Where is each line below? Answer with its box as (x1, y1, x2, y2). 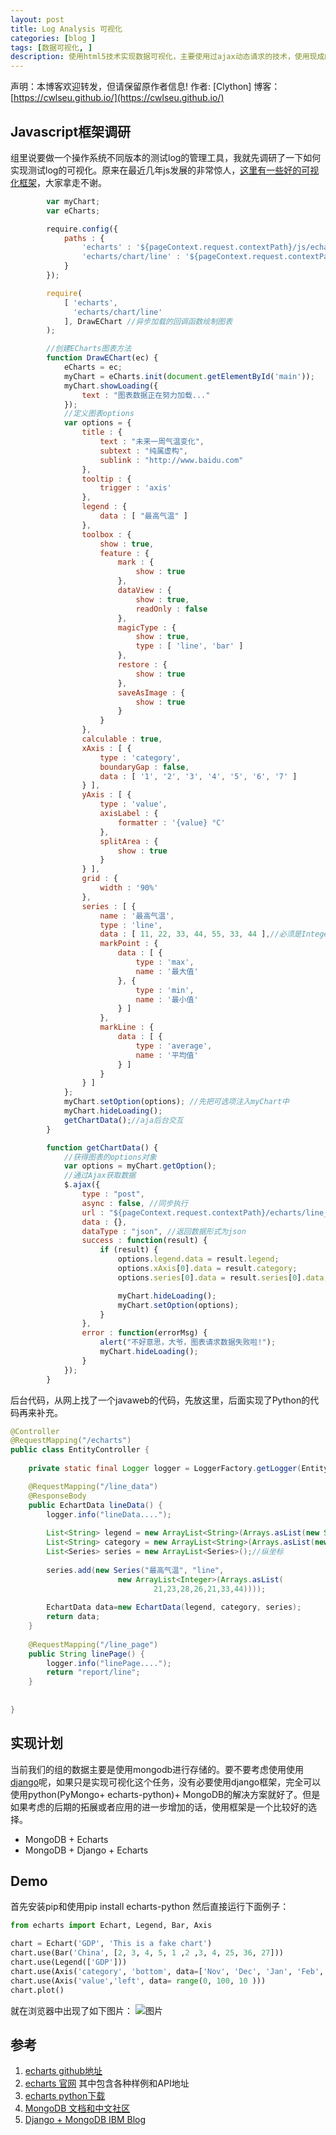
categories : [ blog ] (10, 33, 97, 43)
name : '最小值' (135, 994, 199, 1005)
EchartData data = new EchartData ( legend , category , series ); (46, 1602, 302, 1613)
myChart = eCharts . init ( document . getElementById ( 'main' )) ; (63, 371, 315, 381)
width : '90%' (99, 883, 159, 893)
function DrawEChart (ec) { (46, 353, 159, 363)
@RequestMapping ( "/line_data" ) (28, 1481, 159, 1491)
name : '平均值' (135, 1050, 199, 1060)
